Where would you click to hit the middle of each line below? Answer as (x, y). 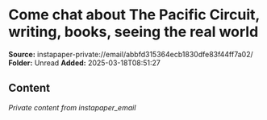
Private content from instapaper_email (72, 107)
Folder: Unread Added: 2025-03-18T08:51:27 (85, 63)
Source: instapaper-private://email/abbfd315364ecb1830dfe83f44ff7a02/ (131, 54)
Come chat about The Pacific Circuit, (134, 15)
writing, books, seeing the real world (133, 32)
